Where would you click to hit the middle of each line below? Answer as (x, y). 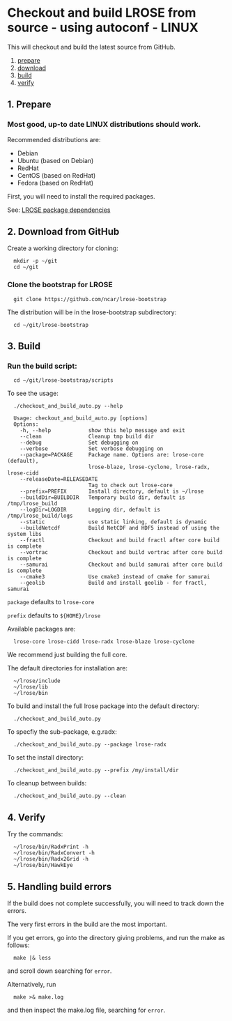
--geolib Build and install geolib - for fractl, (114, 583)
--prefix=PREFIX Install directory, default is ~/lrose (112, 492)
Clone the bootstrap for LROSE (60, 285)
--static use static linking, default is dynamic (114, 522)
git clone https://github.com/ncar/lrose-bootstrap (90, 299)
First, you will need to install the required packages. (81, 196)
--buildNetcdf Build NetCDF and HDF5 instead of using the (119, 528)
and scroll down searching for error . (60, 971)
